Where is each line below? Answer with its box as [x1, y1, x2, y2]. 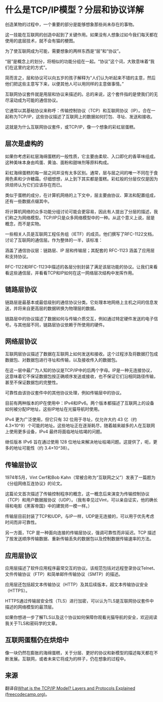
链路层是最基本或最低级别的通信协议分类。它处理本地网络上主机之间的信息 [5, 299, 154, 305]
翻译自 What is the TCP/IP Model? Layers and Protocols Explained [5, 685, 136, 691]
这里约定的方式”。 [13, 64, 50, 70]
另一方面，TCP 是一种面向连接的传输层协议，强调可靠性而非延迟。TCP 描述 [5, 530, 156, 535]
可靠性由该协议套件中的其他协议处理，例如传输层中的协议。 [5, 390, 124, 396]
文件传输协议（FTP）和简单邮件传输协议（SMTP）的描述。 [5, 571, 123, 577]
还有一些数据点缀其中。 [5, 198, 52, 204]
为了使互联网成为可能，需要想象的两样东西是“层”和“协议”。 [5, 48, 123, 54]
